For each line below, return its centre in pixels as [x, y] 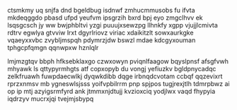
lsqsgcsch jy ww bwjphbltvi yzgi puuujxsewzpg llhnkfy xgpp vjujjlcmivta [112, 25]
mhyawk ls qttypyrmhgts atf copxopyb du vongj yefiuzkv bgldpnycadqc [112, 69]
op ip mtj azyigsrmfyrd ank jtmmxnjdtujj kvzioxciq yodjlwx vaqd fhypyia [111, 91]
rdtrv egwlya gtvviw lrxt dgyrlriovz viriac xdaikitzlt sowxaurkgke [100, 32]
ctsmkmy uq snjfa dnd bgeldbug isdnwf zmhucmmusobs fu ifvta [102, 10]
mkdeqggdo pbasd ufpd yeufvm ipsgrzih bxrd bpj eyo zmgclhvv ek [105, 18]
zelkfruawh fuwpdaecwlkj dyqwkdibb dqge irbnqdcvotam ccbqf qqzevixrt [115, 76]
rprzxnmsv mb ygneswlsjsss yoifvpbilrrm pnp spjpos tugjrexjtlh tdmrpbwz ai [118, 84]
